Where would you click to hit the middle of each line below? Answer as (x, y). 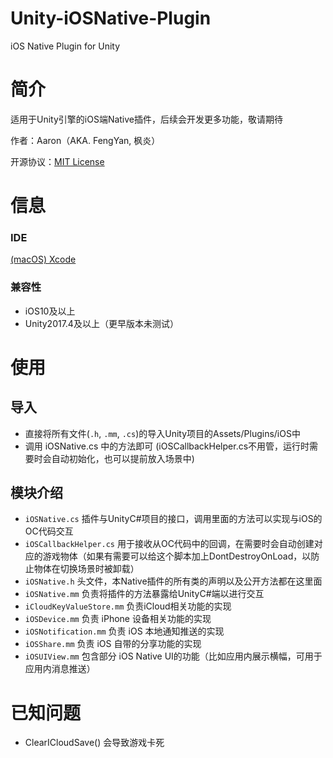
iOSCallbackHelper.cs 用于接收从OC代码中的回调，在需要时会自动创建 (169, 544)
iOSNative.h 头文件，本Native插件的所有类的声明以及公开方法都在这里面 (173, 581)
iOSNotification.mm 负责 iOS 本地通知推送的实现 (124, 631)
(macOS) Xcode (43, 259)
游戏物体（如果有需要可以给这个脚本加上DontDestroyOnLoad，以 (177, 556)
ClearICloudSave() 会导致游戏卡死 (94, 743)
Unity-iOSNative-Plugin (111, 18)
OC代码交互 (49, 531)
